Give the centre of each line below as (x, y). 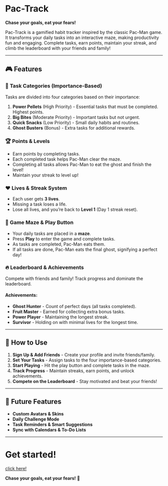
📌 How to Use (26, 343)
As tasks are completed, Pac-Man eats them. (59, 244)
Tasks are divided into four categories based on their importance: (72, 97)
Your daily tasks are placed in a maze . (52, 233)
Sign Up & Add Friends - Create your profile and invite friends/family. (84, 354)
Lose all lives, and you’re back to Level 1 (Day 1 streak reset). (75, 209)
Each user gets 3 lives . (36, 199)
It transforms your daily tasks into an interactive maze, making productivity (82, 37)
